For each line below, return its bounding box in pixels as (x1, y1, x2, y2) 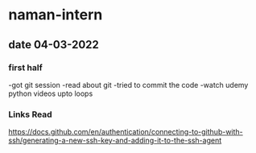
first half (8, 62, 43, 73)
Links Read (8, 109, 52, 120)
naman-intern (8, 6, 103, 24)
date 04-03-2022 (8, 38, 99, 52)
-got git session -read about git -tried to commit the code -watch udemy (8, 80, 249, 89)
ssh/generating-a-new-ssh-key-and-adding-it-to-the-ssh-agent (8, 135, 222, 146)
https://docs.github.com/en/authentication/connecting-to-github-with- (8, 127, 243, 137)
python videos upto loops (8, 89, 93, 98)
